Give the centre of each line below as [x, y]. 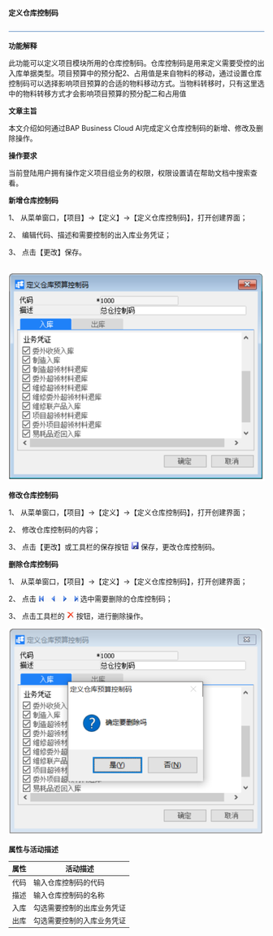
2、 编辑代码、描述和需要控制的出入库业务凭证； [90, 235]
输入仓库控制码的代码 [69, 882]
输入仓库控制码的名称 [69, 895]
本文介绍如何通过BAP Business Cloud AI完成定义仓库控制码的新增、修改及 [132, 128]
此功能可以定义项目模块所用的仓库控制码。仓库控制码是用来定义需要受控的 [133, 63]
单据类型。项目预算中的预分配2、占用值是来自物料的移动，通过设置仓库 [142, 73]
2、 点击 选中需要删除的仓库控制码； [91, 599]
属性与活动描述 [33, 849]
